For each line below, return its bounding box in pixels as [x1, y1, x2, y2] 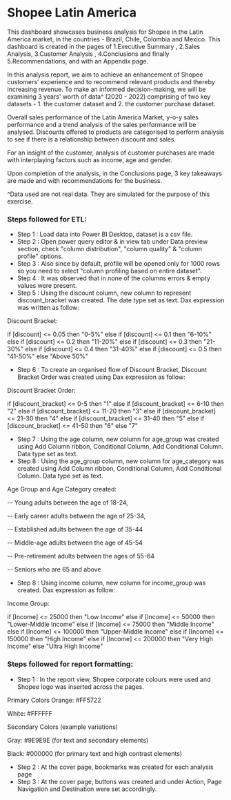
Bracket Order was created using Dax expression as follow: [17, 373, 185, 381]
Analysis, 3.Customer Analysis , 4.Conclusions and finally [7, 50, 170, 58]
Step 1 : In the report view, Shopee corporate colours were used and [17, 675, 211, 683]
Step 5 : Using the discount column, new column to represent [17, 289, 192, 297]
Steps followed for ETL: [7, 214, 88, 224]
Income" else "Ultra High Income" [7, 642, 103, 650]
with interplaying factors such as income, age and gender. [7, 155, 172, 164]
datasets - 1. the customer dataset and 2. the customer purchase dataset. [7, 99, 216, 108]
